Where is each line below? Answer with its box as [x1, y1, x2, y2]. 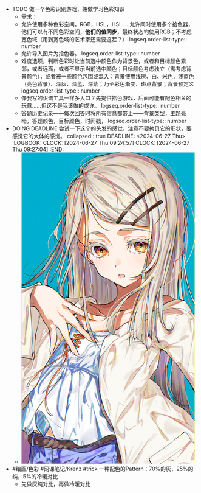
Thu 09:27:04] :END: [12, 145, 64, 153]
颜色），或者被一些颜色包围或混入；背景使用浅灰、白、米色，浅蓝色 [26, 72, 194, 80]
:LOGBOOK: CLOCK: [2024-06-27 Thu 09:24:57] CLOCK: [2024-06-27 [12, 139, 190, 146]
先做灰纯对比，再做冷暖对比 [21, 480, 91, 488]
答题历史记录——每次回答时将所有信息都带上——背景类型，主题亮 [21, 110, 186, 117]
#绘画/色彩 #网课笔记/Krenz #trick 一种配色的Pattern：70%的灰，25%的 [12, 465, 194, 473]
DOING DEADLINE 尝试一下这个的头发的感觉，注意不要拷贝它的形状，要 [12, 125, 192, 132]
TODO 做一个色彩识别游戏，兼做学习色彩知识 [12, 5, 125, 12]
